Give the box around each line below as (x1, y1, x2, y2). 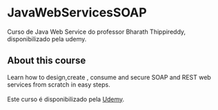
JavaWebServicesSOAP (7, 5, 147, 21)
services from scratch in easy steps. (7, 80, 110, 89)
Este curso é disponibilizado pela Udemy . (7, 95, 125, 103)
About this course (7, 55, 86, 67)
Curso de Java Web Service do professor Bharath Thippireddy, (7, 27, 186, 36)
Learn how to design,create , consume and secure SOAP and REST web (7, 73, 212, 81)
